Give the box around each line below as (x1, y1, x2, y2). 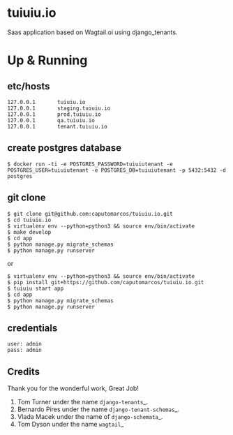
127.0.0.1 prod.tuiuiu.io (7, 110, 101, 118)
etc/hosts (7, 80, 50, 92)
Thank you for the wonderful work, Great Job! (7, 384, 140, 392)
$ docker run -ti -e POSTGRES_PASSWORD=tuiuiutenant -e (7, 161, 173, 168)
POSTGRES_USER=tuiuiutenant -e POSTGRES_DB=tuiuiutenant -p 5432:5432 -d (7, 166, 227, 174)
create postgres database (7, 142, 122, 154)
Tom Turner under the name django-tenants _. (17, 398, 149, 406)
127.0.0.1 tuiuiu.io (7, 98, 86, 105)
